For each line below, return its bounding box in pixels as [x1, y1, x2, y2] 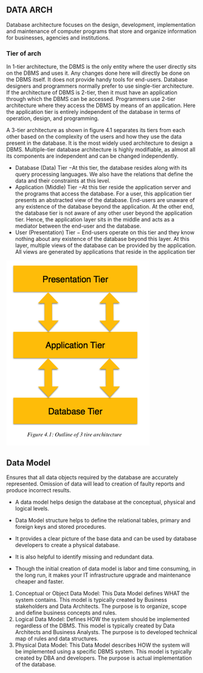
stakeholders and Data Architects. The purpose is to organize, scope [15, 602, 187, 610]
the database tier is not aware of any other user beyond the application [15, 209, 193, 217]
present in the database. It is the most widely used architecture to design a [6, 139, 193, 147]
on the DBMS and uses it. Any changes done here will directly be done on [6, 69, 190, 77]
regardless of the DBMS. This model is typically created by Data [15, 622, 175, 629]
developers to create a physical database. [15, 541, 120, 548]
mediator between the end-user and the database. [15, 222, 141, 230]
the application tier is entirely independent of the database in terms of [6, 108, 181, 116]
